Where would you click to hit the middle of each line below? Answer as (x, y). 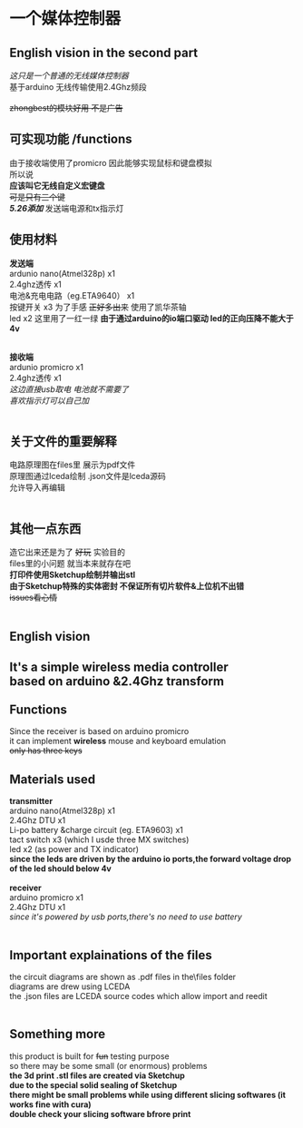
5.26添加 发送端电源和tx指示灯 (67, 208)
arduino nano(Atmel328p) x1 (63, 811)
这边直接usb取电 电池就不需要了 (69, 389)
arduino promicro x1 (47, 897)
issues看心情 (33, 598)
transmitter (31, 801)
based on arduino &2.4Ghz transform (117, 682)
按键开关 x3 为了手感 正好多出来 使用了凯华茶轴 (98, 307)
